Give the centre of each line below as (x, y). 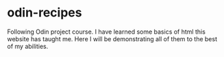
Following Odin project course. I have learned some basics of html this (106, 32)
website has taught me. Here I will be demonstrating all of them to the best (112, 38)
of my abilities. (28, 46)
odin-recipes (45, 13)
